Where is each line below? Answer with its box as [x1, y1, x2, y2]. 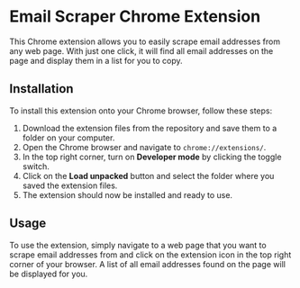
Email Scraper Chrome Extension [9, 6, 261, 27]
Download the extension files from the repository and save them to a [22, 122, 277, 133]
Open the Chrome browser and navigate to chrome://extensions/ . [22, 141, 267, 152]
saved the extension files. [22, 180, 118, 191]
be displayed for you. [9, 268, 88, 279]
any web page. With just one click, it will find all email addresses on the [9, 45, 274, 56]
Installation [9, 81, 74, 96]
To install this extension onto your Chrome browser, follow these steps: [9, 105, 273, 116]
